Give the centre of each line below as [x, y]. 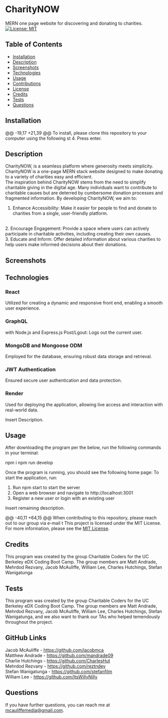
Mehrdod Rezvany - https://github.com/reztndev [55, 666]
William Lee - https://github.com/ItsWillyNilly [51, 677]
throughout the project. [29, 622]
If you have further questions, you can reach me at [58, 705]
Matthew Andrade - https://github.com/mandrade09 [59, 655]
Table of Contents [34, 45]
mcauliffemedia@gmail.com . [35, 710]
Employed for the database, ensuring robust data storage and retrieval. [79, 356]
